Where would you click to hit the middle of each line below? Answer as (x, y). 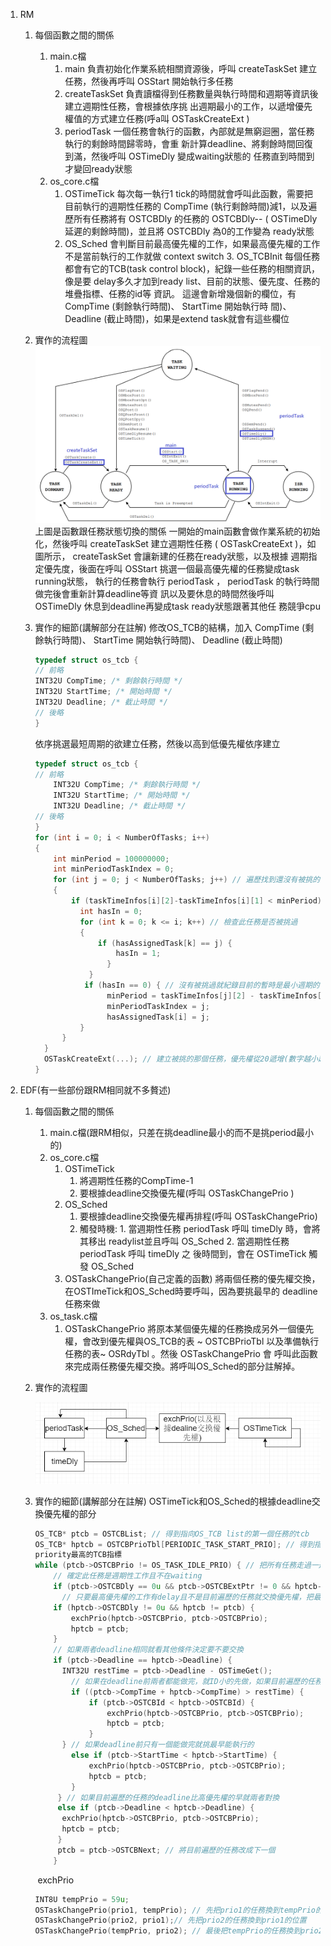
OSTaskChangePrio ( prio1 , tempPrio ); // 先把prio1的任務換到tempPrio (175, 1910)
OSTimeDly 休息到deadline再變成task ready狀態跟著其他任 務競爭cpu (177, 606)
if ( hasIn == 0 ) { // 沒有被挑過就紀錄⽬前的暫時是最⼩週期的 (202, 985)
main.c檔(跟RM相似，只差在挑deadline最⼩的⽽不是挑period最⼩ (181, 1132)
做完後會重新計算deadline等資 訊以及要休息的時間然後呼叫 (154, 593)
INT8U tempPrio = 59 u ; (82, 1899)
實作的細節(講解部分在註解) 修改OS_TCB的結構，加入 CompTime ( (170, 627)
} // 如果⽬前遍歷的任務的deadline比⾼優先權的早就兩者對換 (168, 1797)
